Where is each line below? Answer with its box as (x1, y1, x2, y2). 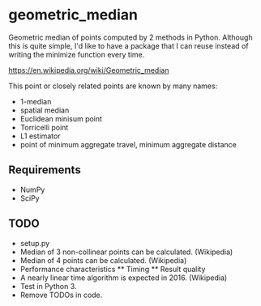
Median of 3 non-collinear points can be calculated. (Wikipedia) (19, 247, 233, 257)
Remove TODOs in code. (19, 290, 103, 300)
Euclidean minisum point (19, 113, 103, 123)
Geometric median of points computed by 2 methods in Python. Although (8, 32, 253, 42)
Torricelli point (19, 122, 69, 132)
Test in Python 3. (19, 281, 77, 291)
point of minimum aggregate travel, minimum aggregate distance (19, 139, 237, 149)
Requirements (8, 164, 81, 177)
